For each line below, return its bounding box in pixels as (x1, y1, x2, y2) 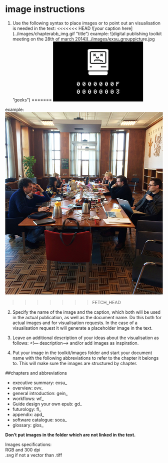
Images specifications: (5, 441, 52, 448)
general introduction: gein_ (12, 390, 68, 396)
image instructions (5, 3, 85, 15)
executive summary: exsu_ (12, 380, 67, 386)
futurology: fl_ (12, 406, 41, 412)
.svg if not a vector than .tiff (5, 452, 62, 458)
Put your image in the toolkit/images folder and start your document (12, 350, 152, 356)
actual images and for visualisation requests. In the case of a (12, 320, 137, 326)
